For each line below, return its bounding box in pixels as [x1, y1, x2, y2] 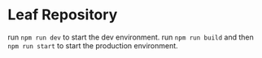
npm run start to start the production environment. [7, 40, 178, 50]
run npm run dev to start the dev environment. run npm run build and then [7, 32, 254, 42]
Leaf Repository [7, 6, 118, 24]
